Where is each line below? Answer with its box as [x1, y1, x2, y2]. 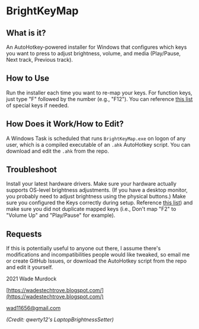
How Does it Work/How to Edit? [6, 119, 124, 129]
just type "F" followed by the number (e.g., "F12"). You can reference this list [6, 95, 193, 102]
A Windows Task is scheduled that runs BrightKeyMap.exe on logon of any [6, 135, 186, 142]
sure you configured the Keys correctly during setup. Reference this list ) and [6, 199, 193, 206]
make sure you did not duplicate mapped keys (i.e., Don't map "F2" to [6, 205, 176, 213]
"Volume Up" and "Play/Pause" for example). [6, 212, 115, 219]
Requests [6, 229, 42, 239]
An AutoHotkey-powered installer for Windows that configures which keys [6, 43, 187, 50]
